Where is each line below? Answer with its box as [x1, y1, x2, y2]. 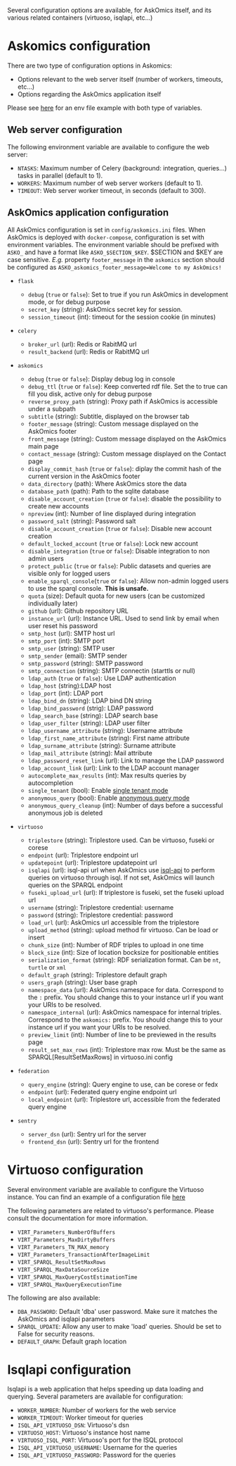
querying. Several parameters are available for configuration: [7, 1392, 184, 1401]
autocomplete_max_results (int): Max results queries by [27, 771, 187, 779]
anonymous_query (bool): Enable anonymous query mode [27, 794, 190, 802]
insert [27, 933, 45, 941]
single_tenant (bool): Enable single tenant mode [27, 786, 169, 794]
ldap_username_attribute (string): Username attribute [27, 726, 183, 734]
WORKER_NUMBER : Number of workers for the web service [17, 1406, 177, 1415]
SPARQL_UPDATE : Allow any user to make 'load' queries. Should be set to [17, 1322, 222, 1330]
